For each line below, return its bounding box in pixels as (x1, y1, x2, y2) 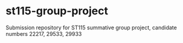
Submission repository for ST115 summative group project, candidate (5, 24, 178, 31)
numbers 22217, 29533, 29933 (5, 30, 82, 37)
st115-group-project (5, 4, 108, 18)
